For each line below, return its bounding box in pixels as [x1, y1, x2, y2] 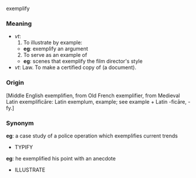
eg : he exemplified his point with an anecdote [6, 155, 116, 162]
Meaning [6, 19, 32, 28]
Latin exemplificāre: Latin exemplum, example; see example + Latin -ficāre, [6, 98, 187, 105]
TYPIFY [14, 143, 33, 150]
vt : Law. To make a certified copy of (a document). [14, 64, 136, 71]
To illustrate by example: [23, 39, 82, 46]
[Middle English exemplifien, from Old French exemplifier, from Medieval [6, 92, 180, 99]
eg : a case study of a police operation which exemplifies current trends [6, 132, 178, 139]
